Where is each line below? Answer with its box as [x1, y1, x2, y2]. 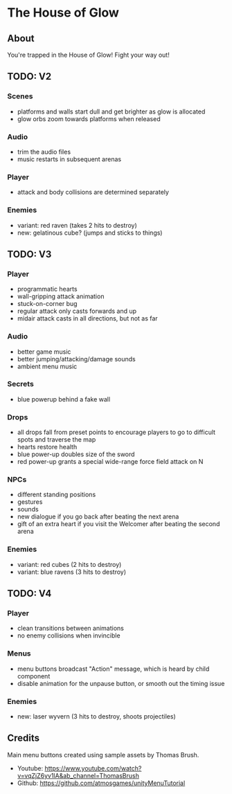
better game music [17, 348, 71, 356]
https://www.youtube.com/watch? [44, 764, 142, 773]
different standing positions [17, 490, 96, 499]
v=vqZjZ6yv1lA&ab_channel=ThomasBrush [17, 771, 140, 779]
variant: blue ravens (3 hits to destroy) [17, 568, 127, 576]
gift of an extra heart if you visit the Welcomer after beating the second [17, 520, 220, 528]
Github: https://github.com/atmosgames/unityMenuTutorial [17, 779, 186, 787]
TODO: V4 [7, 588, 52, 599]
